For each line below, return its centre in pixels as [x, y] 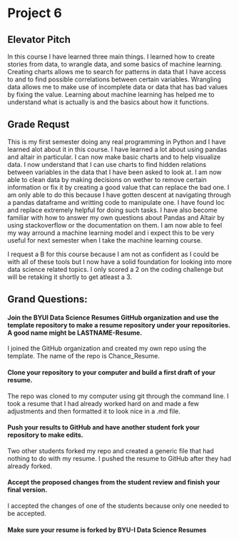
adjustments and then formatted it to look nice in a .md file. [94, 411]
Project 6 [35, 13]
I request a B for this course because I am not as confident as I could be [113, 254]
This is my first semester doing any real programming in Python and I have [117, 141]
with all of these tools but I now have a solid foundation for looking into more [120, 261]
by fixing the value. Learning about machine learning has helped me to [111, 95]
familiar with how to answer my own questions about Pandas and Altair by [116, 217]
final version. [27, 490]
